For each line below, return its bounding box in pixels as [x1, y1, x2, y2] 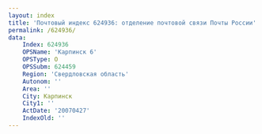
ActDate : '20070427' [22, 107, 90, 115]
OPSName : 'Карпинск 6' [22, 48, 97, 56]
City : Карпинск [22, 92, 73, 100]
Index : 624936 [22, 41, 69, 49]
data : [8, 33, 26, 42]
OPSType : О [22, 56, 59, 64]
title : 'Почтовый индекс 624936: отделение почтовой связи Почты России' [8, 19, 257, 27]
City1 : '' [22, 99, 55, 107]
